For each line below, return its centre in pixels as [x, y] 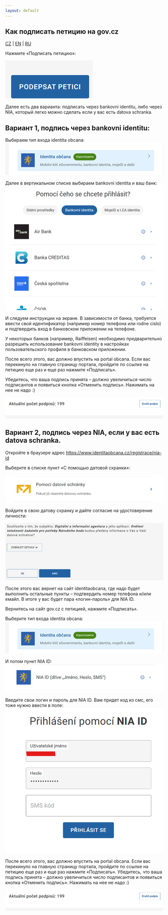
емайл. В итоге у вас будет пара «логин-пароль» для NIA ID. [70, 599]
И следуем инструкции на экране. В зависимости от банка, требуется [81, 318]
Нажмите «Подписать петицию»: [41, 53]
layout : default [22, 11]
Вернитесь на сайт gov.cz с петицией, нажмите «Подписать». [71, 609]
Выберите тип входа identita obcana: [44, 618]
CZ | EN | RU [18, 44]
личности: [16, 516]
